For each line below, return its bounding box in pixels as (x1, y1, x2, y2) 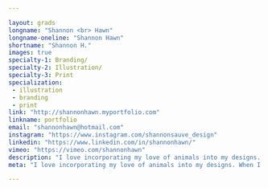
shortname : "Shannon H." (8, 41, 92, 49)
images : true (8, 49, 52, 57)
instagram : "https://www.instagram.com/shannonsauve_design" (8, 131, 218, 139)
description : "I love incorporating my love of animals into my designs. (8, 153, 262, 161)
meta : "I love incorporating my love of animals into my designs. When (8, 161, 254, 169)
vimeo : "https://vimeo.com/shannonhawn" (8, 145, 146, 153)
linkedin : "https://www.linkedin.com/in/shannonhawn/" (8, 138, 196, 146)
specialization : (8, 78, 63, 87)
